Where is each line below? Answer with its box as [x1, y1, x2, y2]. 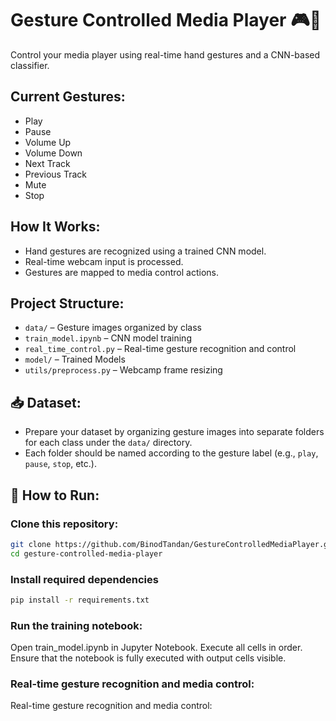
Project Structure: [10, 295, 125, 312]
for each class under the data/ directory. [24, 437, 193, 449]
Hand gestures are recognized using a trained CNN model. [24, 245, 267, 257]
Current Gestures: [10, 88, 126, 106]
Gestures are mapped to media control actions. [24, 266, 220, 278]
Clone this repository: [10, 517, 119, 531]
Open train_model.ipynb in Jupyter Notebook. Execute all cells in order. [10, 642, 303, 654]
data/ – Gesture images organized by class [24, 322, 202, 334]
